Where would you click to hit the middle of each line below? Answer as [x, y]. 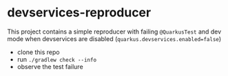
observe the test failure [50, 66]
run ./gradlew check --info [57, 59]
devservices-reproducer [79, 13]
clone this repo [38, 52]
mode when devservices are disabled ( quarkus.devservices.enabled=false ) [114, 38]
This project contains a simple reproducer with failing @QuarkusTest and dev [114, 31]
